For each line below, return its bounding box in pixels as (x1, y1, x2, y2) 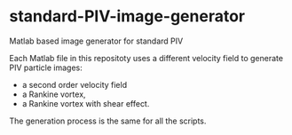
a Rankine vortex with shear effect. (21, 98, 150, 108)
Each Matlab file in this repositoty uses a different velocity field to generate (9, 52, 284, 63)
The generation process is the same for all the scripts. (9, 115, 207, 126)
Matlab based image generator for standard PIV (9, 36, 184, 46)
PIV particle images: (9, 62, 83, 73)
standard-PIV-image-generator (9, 6, 246, 27)
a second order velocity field (21, 79, 127, 90)
